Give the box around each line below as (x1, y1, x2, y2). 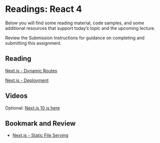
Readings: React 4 (5, 3, 82, 15)
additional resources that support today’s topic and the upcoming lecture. (5, 25, 156, 31)
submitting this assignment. (5, 40, 62, 46)
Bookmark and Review (5, 119, 76, 128)
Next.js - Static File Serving (12, 133, 69, 139)
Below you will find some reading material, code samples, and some (5, 20, 145, 26)
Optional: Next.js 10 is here (5, 105, 60, 111)
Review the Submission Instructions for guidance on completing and (5, 35, 145, 41)
